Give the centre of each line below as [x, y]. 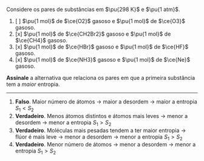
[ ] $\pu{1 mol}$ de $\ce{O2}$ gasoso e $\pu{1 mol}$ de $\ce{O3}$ [100, 21]
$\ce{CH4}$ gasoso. [41, 40]
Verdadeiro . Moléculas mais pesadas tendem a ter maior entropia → [100, 130]
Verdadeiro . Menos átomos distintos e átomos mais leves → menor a [101, 116]
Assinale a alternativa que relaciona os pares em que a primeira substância [101, 78]
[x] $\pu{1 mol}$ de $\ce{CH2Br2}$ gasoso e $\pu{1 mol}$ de [93, 34]
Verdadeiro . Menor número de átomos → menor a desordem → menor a [105, 145]
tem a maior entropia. [33, 84]
